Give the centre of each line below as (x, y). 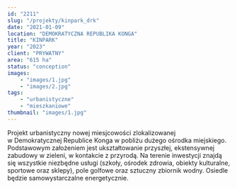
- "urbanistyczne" (47, 100)
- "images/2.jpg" (46, 86)
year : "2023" (27, 47)
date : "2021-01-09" (36, 27)
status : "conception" (39, 67)
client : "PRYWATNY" (36, 54)
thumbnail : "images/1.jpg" (47, 113)
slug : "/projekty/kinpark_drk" (53, 21)
